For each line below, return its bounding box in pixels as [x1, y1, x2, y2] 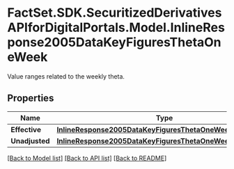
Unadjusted [10, 136, 50, 145]
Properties [7, 92, 54, 104]
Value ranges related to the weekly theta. [7, 72, 125, 81]
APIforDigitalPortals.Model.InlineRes [7, 19, 225, 35]
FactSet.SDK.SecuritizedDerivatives [7, 5, 222, 21]
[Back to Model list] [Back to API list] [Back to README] [7, 154, 167, 162]
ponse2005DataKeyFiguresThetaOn [7, 35, 221, 50]
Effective [10, 124, 42, 134]
